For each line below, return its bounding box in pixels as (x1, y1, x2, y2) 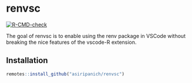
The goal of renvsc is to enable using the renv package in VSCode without (6, 32, 186, 39)
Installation (6, 56, 48, 65)
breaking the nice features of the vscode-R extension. (6, 39, 137, 46)
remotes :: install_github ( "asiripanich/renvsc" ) (6, 71, 125, 77)
